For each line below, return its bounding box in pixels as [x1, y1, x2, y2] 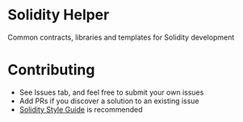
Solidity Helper [7, 6, 110, 24]
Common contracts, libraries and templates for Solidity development [7, 32, 235, 42]
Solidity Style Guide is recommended [19, 104, 143, 114]
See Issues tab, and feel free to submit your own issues [19, 87, 204, 97]
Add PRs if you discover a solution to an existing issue [19, 95, 199, 106]
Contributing [7, 61, 95, 79]
